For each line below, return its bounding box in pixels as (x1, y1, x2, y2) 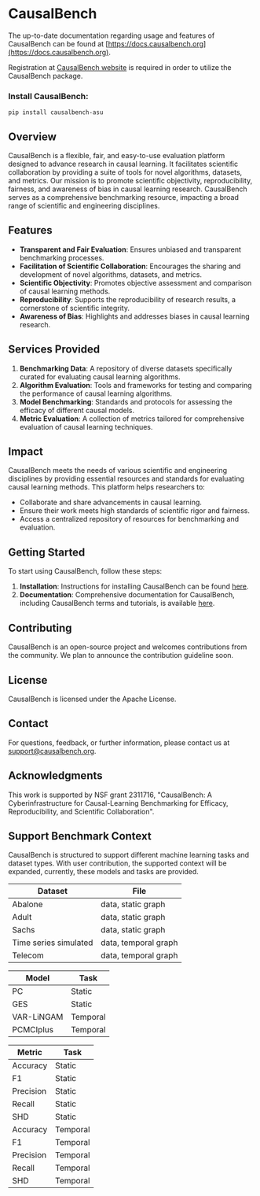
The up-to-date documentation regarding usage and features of (8, 31, 215, 40)
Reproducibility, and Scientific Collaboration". (8, 807, 155, 816)
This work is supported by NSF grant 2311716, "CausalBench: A (8, 790, 213, 799)
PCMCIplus (12, 1024, 53, 1035)
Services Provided (8, 343, 101, 356)
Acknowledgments (8, 769, 104, 783)
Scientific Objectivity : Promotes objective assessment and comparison (19, 278, 252, 287)
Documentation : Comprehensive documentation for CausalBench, (19, 590, 235, 600)
